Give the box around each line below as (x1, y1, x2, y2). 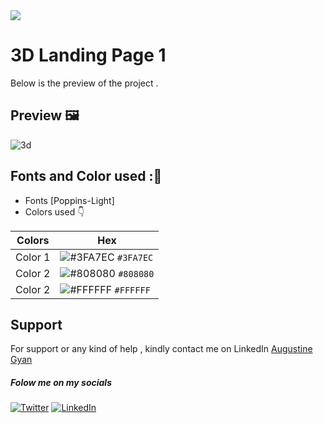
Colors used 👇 (24, 205, 85, 218)
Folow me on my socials (10, 376, 112, 388)
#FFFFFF (114, 284, 151, 296)
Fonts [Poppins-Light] (24, 194, 115, 206)
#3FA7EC (116, 252, 154, 263)
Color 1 (15, 250, 51, 264)
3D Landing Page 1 (10, 44, 167, 67)
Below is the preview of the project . (10, 77, 159, 89)
